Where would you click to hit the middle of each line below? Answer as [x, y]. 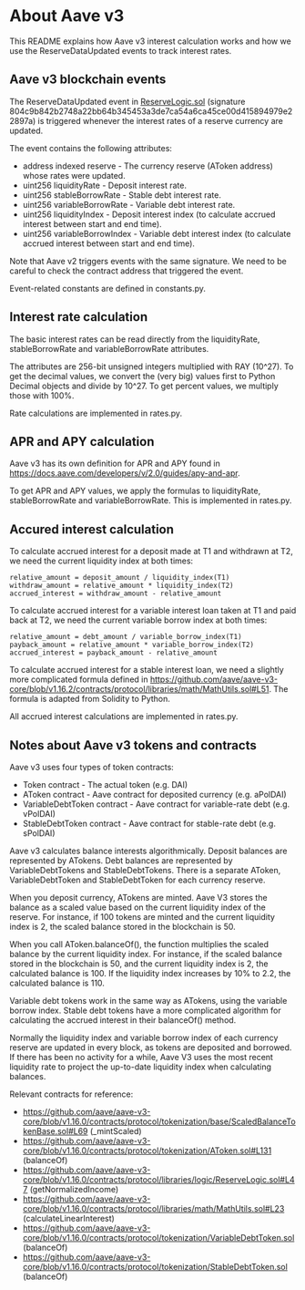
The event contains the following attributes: [91, 148]
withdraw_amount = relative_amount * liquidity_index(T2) [122, 586]
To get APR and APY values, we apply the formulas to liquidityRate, [135, 491]
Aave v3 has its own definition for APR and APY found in [115, 464]
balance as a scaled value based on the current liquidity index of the [137, 907]
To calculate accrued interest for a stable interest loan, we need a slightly [147, 670]
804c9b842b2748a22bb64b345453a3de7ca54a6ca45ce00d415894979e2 [151, 111]
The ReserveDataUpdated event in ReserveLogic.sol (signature [127, 101]
